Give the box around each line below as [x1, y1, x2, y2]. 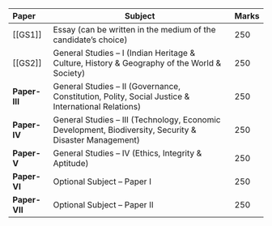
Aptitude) [53, 158, 89, 168]
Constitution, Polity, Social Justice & [53, 91, 190, 102]
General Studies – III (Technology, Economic [53, 114, 221, 125]
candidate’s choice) [53, 34, 128, 45]
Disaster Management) [53, 134, 140, 145]
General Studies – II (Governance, [53, 81, 181, 92]
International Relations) [53, 101, 142, 112]
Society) [53, 68, 86, 79]
